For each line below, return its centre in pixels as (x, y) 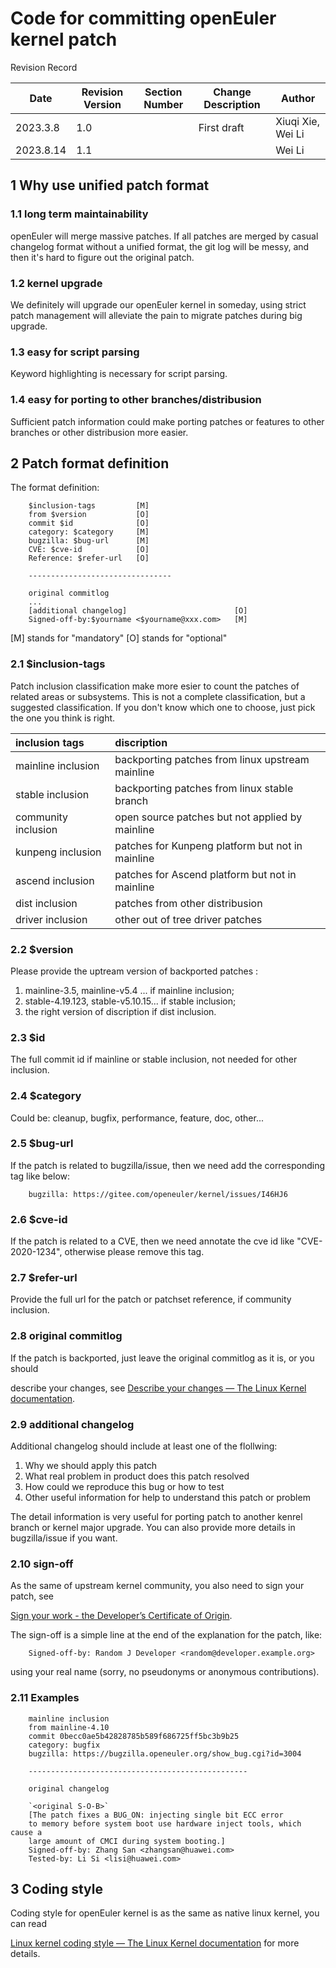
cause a (26, 1832)
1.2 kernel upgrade (56, 283)
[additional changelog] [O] (138, 611)
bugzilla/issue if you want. (64, 1538)
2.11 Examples (45, 1698)
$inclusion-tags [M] (89, 506)
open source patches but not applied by (208, 817)
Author (298, 98)
